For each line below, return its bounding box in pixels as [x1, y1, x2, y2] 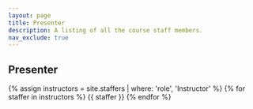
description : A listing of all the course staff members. [8, 26, 203, 34]
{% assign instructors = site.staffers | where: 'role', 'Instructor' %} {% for [8, 84, 246, 93]
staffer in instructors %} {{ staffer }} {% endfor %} [8, 92, 172, 102]
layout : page [8, 11, 51, 20]
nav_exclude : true [8, 33, 69, 42]
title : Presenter [8, 19, 66, 27]
